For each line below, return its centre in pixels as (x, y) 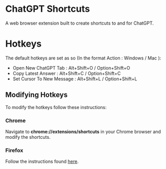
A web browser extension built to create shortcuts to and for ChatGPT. (80, 23)
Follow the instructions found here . (42, 161)
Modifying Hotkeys (36, 95)
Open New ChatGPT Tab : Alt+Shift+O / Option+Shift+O (71, 68)
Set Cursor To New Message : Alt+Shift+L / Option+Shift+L (75, 79)
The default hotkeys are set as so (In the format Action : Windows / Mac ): (83, 58)
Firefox (14, 150)
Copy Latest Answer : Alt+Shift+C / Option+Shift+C (67, 73)
